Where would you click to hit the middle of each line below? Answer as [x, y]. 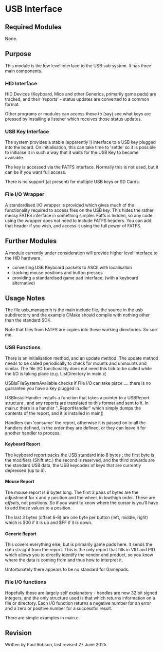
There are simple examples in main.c [42, 617]
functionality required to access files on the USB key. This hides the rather [80, 210]
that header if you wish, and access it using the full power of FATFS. [73, 225]
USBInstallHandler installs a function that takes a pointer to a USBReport [77, 397]
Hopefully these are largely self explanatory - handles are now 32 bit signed [81, 593]
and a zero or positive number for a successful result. [59, 608]
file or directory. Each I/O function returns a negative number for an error [78, 603]
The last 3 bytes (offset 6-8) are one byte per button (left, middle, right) [77, 518]
